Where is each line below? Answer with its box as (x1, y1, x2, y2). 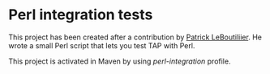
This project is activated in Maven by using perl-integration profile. (8, 56, 231, 66)
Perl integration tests (8, 6, 153, 24)
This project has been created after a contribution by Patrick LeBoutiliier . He (8, 32, 262, 42)
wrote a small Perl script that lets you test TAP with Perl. (8, 40, 195, 50)
